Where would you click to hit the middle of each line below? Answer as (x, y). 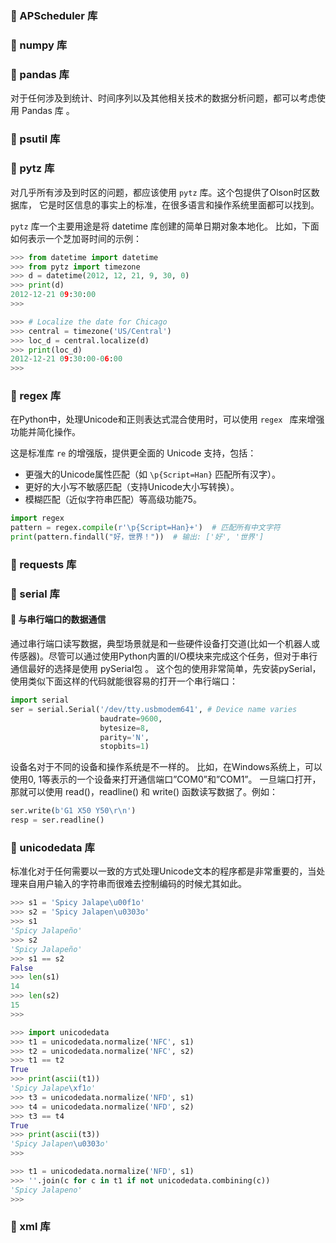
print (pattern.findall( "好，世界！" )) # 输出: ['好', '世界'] (137, 537)
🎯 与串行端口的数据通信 (58, 619)
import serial (40, 700)
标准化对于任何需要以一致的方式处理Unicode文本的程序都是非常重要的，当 (163, 871)
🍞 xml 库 (30, 1227)
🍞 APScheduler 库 (54, 16)
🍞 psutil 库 (35, 139)
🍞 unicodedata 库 (52, 848)
